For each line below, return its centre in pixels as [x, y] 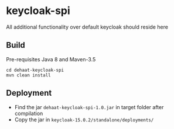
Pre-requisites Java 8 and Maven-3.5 [51, 59]
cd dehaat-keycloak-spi [35, 70]
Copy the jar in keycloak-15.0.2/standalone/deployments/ [84, 119]
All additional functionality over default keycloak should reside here [87, 27]
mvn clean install [28, 75]
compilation [29, 113]
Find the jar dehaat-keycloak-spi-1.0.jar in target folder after [89, 107]
